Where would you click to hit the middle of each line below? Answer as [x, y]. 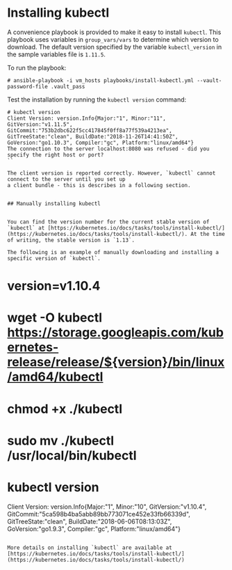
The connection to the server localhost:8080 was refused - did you [108, 149]
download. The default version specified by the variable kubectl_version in [115, 47]
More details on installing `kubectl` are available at [90, 548]
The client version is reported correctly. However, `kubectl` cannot [111, 173]
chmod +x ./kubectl [65, 409]
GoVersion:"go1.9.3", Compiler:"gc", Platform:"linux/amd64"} [94, 529]
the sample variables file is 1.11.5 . [57, 54]
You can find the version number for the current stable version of [108, 222]
